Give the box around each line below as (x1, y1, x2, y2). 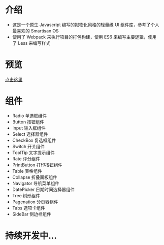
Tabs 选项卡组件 (12, 205, 45, 211)
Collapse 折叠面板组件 (12, 174, 58, 180)
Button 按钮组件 (12, 119, 44, 124)
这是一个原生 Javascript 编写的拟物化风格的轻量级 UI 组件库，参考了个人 (12, 22, 160, 28)
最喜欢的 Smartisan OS (12, 28, 59, 33)
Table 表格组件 (12, 168, 42, 174)
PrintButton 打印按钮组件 (12, 162, 63, 168)
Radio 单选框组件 (12, 113, 47, 119)
